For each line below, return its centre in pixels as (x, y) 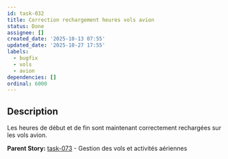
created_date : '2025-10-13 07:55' (56, 39)
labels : (18, 52)
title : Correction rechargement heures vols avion (81, 20)
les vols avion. (27, 135)
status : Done (26, 26)
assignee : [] (26, 33)
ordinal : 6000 (27, 84)
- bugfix (26, 58)
